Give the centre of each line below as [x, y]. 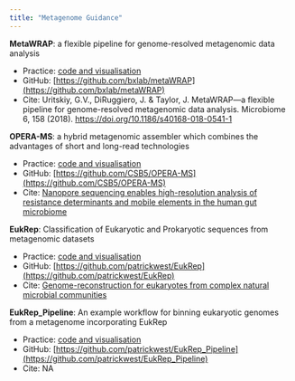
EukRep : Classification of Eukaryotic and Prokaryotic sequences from [139, 229]
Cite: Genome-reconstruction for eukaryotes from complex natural [146, 285]
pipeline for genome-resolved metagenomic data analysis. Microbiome [154, 109]
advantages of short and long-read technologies [99, 146]
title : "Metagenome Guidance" [66, 18]
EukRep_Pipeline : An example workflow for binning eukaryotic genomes [144, 312]
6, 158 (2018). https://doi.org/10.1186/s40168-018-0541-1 [127, 119]
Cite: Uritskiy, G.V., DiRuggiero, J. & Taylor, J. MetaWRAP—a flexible [148, 100]
